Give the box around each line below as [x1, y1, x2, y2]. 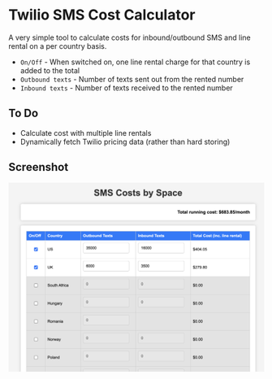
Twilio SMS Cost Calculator [8, 6, 196, 24]
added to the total [19, 65, 80, 75]
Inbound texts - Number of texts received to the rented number [19, 83, 233, 93]
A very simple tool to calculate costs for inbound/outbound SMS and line [8, 33, 251, 42]
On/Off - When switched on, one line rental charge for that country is [19, 57, 251, 67]
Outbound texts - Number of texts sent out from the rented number [19, 74, 244, 84]
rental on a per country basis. [8, 41, 107, 50]
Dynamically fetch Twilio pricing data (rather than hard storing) [19, 137, 231, 146]
